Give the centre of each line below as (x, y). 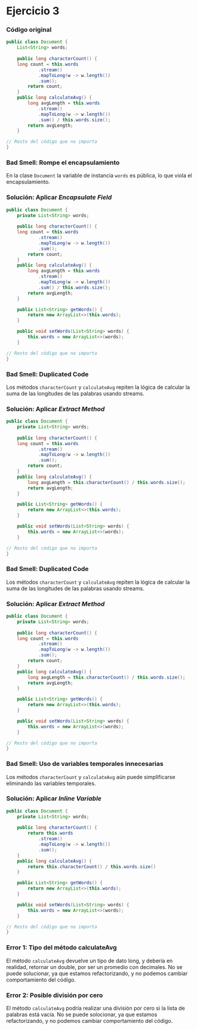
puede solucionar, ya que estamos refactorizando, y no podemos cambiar (97, 973)
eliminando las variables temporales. (51, 783)
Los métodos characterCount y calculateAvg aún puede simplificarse (91, 777)
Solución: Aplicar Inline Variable (54, 799)
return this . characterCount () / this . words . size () (92, 867)
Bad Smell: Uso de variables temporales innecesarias (85, 764)
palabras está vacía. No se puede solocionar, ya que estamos (82, 1014)
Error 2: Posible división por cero (55, 995)
